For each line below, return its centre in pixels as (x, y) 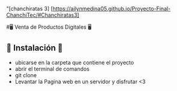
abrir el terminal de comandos (52, 69)
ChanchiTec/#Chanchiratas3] (43, 15)
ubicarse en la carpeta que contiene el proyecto (74, 62)
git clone (26, 75)
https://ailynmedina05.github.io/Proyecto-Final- (112, 9)
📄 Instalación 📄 (35, 48)
